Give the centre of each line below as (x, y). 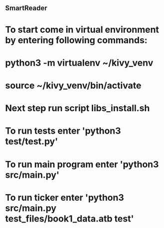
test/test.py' (32, 142)
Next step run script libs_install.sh (78, 108)
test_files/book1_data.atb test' (70, 219)
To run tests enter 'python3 (63, 131)
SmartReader (26, 8)
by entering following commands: (77, 40)
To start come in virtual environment (82, 30)
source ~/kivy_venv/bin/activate (73, 85)
